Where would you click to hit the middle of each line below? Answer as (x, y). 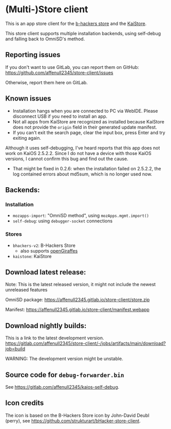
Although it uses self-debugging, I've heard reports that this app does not (83, 148)
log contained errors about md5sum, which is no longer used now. (82, 174)
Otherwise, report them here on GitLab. (46, 82)
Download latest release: (46, 272)
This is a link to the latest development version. (55, 338)
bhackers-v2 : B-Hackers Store (44, 245)
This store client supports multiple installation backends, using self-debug (83, 33)
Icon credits (25, 403)
